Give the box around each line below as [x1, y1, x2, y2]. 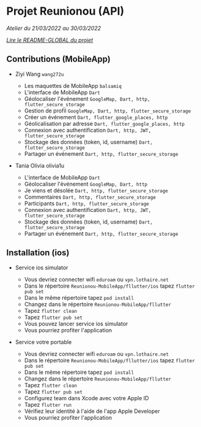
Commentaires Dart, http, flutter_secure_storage [24, 193, 156, 200]
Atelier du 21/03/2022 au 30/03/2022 [6, 24, 101, 32]
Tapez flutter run [24, 401, 72, 408]
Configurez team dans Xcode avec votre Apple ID [24, 394, 149, 401]
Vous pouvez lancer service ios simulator [24, 319, 128, 327]
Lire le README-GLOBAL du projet [6, 36, 93, 43]
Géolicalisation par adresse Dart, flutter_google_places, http [24, 120, 185, 127]
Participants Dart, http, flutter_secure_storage [24, 200, 150, 207]
